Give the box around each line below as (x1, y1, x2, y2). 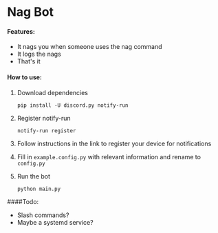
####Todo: (7, 197, 39, 205)
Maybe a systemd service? (17, 218, 94, 226)
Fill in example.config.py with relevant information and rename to (17, 152, 201, 161)
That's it (17, 57, 41, 65)
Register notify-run (17, 114, 71, 122)
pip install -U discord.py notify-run (17, 101, 129, 109)
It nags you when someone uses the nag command (17, 43, 163, 51)
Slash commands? (17, 211, 69, 219)
